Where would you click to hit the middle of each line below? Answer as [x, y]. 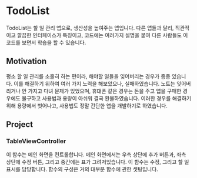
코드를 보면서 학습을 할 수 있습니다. [46, 42]
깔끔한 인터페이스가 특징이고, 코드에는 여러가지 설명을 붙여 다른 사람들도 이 [102, 35]
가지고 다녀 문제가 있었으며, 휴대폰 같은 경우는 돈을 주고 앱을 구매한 [105, 91]
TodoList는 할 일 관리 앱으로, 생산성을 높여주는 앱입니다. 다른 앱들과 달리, [90, 28]
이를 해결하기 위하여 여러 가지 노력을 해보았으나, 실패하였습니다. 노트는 [94, 83]
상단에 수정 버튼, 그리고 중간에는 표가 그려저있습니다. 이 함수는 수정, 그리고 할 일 [98, 162]
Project [20, 125]
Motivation [26, 61]
